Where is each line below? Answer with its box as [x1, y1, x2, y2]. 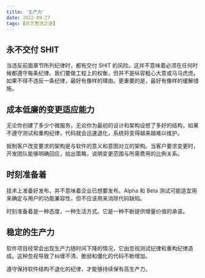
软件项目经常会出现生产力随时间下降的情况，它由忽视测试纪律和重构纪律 [6, 244, 188, 252]
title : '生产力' [6, 9, 45, 15]
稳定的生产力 [6, 227, 55, 238]
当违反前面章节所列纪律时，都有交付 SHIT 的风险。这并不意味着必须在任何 [6, 62, 193, 69]
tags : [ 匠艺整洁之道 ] [6, 20, 56, 26]
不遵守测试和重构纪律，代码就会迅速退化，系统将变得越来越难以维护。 [6, 130, 183, 136]
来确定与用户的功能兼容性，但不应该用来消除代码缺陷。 [6, 194, 145, 202]
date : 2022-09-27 [6, 15, 51, 21]
